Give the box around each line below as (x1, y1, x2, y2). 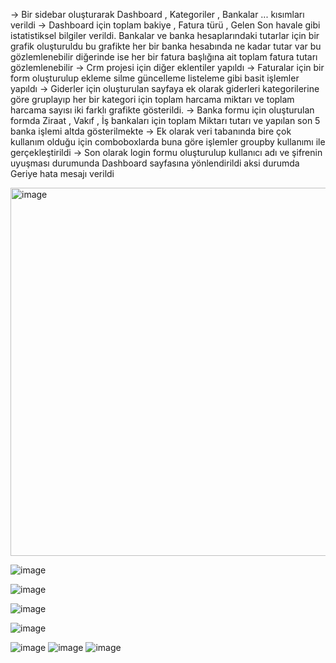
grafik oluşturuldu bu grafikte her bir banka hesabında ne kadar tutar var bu (10, 40, 322, 52)
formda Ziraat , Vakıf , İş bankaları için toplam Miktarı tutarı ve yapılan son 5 (10, 115, 321, 126)
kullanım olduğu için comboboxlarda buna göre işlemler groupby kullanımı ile (10, 136, 326, 148)
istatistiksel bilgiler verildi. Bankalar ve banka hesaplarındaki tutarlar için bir (10, 30, 320, 41)
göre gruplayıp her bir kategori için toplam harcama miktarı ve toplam (10, 94, 295, 105)
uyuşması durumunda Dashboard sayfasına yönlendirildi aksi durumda (10, 157, 300, 169)
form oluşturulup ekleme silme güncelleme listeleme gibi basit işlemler (10, 72, 300, 84)
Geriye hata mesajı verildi (10, 168, 115, 179)
